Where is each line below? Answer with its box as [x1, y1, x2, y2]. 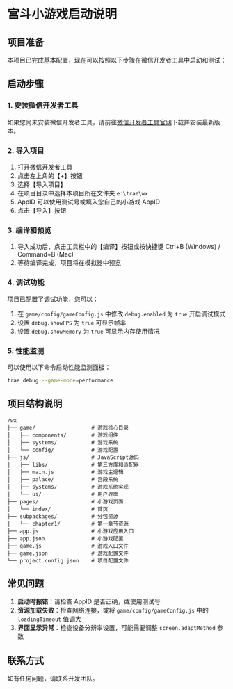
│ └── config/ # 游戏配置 [7, 446, 119, 453]
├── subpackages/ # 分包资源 [7, 512, 119, 520]
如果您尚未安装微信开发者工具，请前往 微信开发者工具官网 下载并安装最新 [7, 117, 214, 126]
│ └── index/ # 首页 [7, 505, 109, 512]
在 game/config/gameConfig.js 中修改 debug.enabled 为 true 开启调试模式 [17, 309, 226, 318]
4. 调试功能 [7, 277, 45, 287]
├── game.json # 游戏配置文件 [7, 550, 129, 557]
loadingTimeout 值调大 [17, 615, 81, 623]
